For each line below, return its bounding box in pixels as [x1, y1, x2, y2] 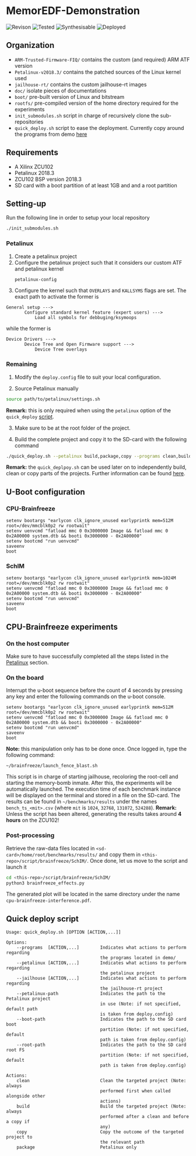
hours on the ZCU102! [6, 817, 60, 824]
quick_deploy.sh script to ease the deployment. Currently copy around [14, 124, 184, 131]
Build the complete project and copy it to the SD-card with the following [14, 435, 187, 442]
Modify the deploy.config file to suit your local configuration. [14, 373, 162, 380]
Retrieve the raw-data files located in [6, 845, 95, 852]
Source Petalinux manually [14, 385, 79, 392]
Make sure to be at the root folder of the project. [14, 424, 131, 431]
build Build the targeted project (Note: [16, 1103, 187, 1110]
